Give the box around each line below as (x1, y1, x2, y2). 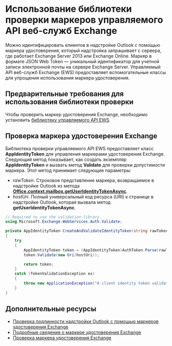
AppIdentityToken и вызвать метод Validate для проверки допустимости (5, 161, 165, 168)
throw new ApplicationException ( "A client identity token (24, 281, 150, 286)
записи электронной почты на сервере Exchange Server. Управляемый (5, 64, 161, 70)
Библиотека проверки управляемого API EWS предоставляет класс (5, 145, 154, 152)
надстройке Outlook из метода (12, 183, 80, 189)
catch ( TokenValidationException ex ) (14, 271, 95, 277)
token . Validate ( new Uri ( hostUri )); (24, 252, 100, 258)
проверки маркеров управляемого (5, 14, 163, 26)
